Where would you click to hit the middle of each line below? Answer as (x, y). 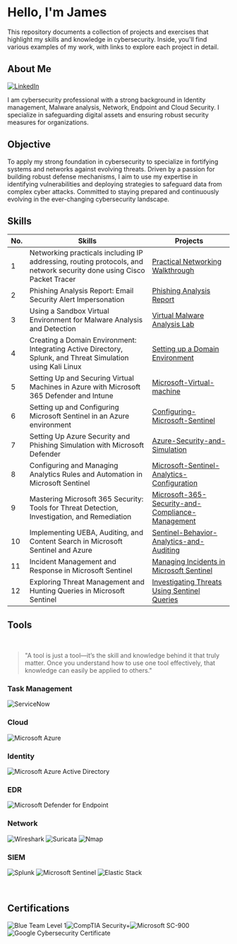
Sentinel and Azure (61, 550)
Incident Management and (73, 562)
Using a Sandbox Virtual (69, 311)
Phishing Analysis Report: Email (81, 291)
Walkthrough (173, 270)
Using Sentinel (176, 591)
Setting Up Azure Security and (80, 436)
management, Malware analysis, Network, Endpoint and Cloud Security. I (114, 107)
